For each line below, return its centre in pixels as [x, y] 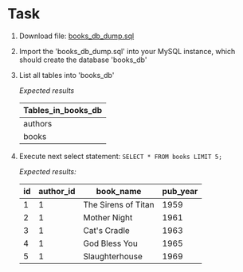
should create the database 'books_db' [83, 60]
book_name [119, 191]
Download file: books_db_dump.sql [76, 36]
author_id [57, 191]
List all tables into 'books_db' [67, 75]
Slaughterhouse [112, 256]
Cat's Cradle [106, 230]
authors [37, 123]
